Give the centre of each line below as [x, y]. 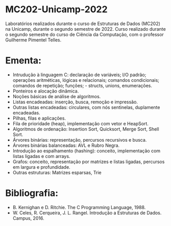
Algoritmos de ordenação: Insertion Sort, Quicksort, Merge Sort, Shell [86, 129]
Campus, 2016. [28, 218]
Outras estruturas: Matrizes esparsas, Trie [57, 172]
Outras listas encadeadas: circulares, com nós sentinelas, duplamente [86, 107]
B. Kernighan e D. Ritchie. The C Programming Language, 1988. [79, 207]
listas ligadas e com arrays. [41, 156]
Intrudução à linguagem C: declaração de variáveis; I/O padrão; [79, 75]
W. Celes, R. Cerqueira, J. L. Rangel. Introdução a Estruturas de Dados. [87, 213]
